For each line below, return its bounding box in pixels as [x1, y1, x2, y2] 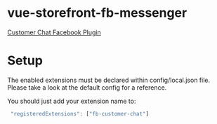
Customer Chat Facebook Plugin [7, 28, 102, 36]
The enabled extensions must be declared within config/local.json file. [7, 76, 211, 84]
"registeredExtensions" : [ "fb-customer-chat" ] [10, 110, 150, 117]
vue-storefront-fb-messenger [7, 5, 188, 21]
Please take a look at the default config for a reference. [7, 83, 167, 92]
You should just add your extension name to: [7, 97, 136, 105]
